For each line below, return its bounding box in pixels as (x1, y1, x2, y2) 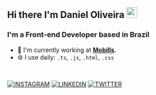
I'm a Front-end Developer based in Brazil (7, 30, 150, 40)
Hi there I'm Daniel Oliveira (7, 9, 125, 21)
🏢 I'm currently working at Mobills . (17, 46, 116, 54)
